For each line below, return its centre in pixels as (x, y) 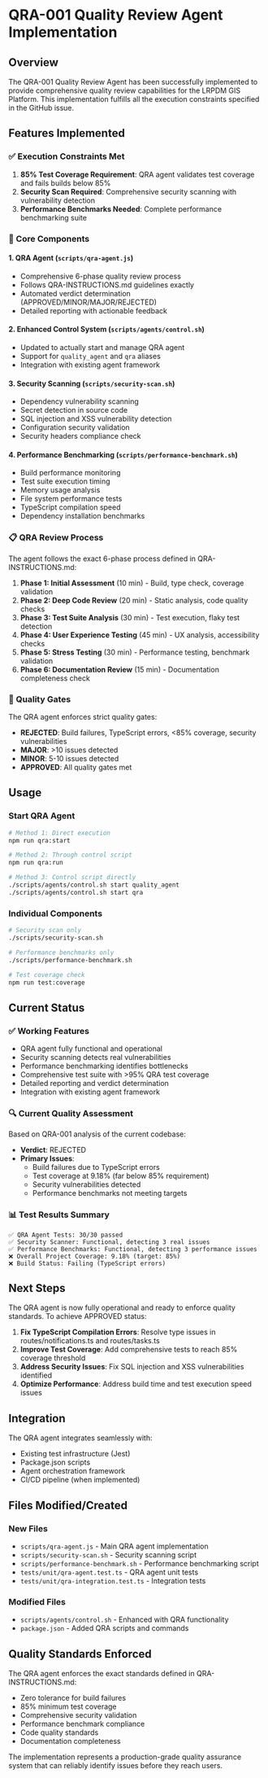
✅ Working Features (49, 1031)
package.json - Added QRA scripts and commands (104, 1628)
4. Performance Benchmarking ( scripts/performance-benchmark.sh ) (123, 454)
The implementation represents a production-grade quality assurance (125, 1757)
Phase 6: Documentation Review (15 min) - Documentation (119, 669)
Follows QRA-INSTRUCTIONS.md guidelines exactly (107, 285)
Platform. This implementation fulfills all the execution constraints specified (134, 99)
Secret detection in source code (74, 410)
